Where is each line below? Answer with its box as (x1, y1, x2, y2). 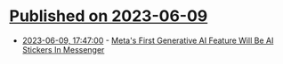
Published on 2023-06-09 (9, 6, 208, 26)
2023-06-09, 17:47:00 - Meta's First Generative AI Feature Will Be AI (21, 35, 274, 46)
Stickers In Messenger (21, 44, 105, 54)
